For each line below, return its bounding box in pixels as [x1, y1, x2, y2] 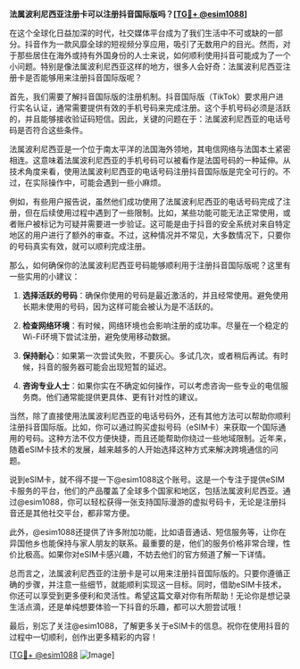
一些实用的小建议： [9, 272, 80, 281]
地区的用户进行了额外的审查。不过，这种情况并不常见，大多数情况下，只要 [9, 230, 283, 240]
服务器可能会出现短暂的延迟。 [61, 362, 171, 372]
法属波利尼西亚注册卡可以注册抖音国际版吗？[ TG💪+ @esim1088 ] [9, 9, 248, 19]
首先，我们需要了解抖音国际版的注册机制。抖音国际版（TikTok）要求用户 [9, 91, 277, 102]
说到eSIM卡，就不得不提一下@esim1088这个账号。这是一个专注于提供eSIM [9, 474, 286, 485]
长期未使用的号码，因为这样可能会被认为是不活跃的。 [21, 301, 219, 312]
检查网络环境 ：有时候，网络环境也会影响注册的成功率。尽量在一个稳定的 [21, 321, 288, 330]
